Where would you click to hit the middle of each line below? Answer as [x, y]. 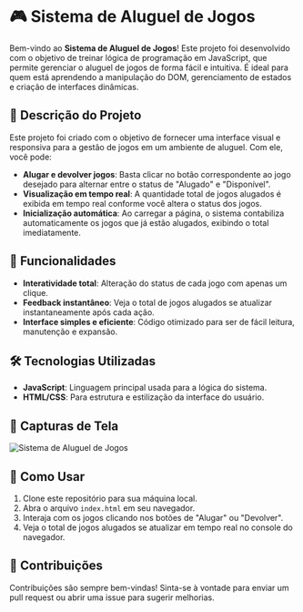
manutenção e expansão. [70, 331]
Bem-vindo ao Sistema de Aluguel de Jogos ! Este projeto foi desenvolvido [150, 48]
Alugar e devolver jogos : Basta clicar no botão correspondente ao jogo [157, 174]
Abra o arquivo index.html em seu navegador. [109, 508]
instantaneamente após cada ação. [88, 312]
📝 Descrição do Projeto [76, 115]
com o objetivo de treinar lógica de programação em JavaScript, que [138, 57]
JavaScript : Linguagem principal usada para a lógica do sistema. [145, 388]
